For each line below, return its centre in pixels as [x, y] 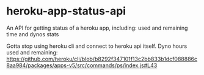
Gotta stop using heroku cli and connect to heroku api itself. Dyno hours [97, 46]
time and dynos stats [33, 34]
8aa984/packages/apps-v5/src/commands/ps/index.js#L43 [82, 65]
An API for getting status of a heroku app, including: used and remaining [97, 28]
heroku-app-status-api [66, 11]
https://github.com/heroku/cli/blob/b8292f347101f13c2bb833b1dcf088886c [102, 59]
